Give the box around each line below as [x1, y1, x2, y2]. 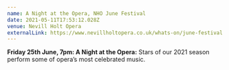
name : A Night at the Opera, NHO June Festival [7, 10, 146, 17]
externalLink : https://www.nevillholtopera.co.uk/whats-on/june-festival [7, 29, 223, 36]
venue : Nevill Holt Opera [7, 23, 81, 30]
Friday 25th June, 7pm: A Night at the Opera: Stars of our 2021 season [7, 48, 210, 56]
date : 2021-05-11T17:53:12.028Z [7, 16, 100, 23]
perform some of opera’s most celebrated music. [7, 56, 146, 64]
